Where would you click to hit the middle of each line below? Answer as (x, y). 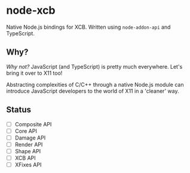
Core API (26, 131)
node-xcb (31, 10)
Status (19, 110)
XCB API (25, 158)
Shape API (27, 151)
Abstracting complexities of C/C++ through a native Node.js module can (95, 84)
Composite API (33, 124)
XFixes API (28, 165)
